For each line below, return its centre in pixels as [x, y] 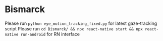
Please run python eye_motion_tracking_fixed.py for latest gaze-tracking [81, 23]
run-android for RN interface [50, 34]
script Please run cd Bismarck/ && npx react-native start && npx [74, 28]
